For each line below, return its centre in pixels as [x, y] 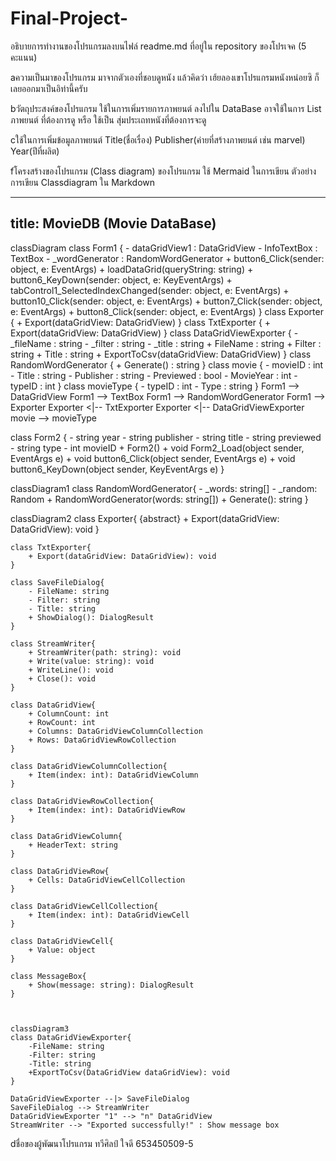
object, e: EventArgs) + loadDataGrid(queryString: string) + [132, 269]
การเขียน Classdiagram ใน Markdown [83, 182]
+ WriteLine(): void [71, 670]
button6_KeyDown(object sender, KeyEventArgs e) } [117, 469]
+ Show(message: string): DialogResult [111, 985]
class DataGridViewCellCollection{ [84, 906]
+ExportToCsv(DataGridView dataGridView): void [129, 1072]
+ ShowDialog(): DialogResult [91, 617]
